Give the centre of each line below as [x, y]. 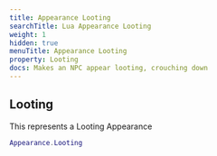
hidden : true [34, 43]
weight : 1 [28, 34]
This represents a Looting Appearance [81, 126]
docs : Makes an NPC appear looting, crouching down [108, 69]
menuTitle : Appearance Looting [68, 51]
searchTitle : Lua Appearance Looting [80, 26]
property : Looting [44, 60]
